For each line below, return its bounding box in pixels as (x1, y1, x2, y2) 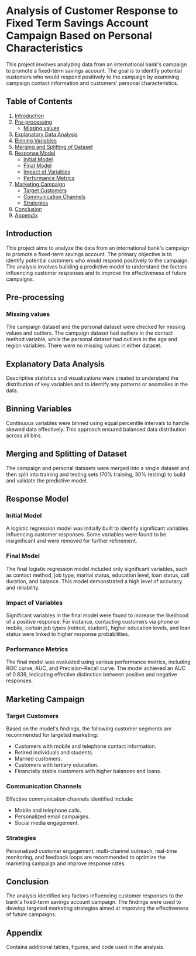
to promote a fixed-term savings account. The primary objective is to (6, 250, 172, 257)
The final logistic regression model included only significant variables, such (6, 565, 188, 572)
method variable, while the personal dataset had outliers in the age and (6, 336, 177, 343)
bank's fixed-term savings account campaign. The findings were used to (6, 899, 181, 906)
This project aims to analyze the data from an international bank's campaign (6, 244, 190, 251)
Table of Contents (6, 97, 73, 107)
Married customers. (14, 755, 63, 762)
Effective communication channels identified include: (6, 795, 134, 802)
